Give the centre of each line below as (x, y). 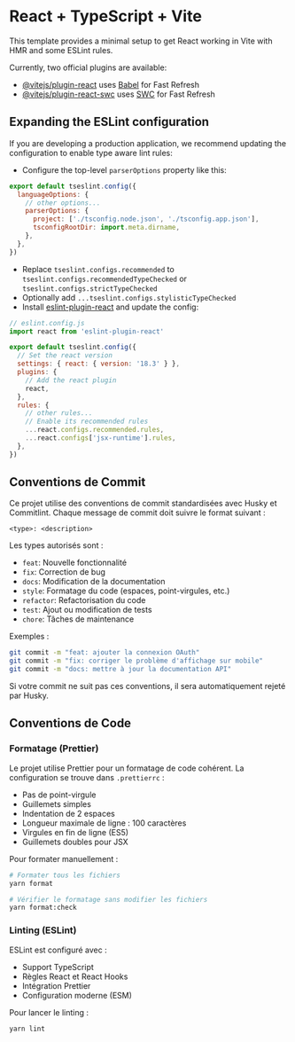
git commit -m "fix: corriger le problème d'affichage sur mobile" (136, 661)
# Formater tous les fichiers (65, 875)
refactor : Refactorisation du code (84, 600)
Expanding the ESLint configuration (109, 122)
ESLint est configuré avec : (58, 950)
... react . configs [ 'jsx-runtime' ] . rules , (101, 438)
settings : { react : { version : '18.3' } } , (98, 364)
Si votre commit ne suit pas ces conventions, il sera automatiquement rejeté (147, 686)
